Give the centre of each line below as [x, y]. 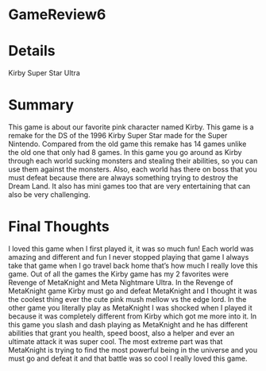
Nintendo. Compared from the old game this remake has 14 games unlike [127, 144]
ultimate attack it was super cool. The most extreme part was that [116, 342]
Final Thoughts [59, 227]
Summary [41, 105]
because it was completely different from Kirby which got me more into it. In [133, 316]
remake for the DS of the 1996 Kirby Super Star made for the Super [118, 136]
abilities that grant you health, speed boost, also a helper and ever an [121, 333]
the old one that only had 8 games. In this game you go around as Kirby [125, 153]
